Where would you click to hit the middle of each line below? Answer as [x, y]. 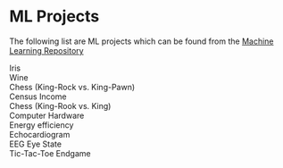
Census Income [38, 97]
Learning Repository [46, 50]
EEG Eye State [36, 144]
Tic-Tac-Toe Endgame [50, 153]
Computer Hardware [47, 115]
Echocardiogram [40, 134]
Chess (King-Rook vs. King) [60, 105]
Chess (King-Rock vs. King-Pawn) [72, 87]
